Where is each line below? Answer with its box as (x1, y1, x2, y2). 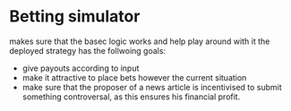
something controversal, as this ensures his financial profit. (21, 91, 241, 102)
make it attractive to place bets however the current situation (21, 72, 247, 82)
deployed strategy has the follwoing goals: (9, 45, 167, 55)
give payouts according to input (21, 63, 140, 73)
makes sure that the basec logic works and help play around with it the (9, 36, 270, 47)
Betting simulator (9, 6, 141, 27)
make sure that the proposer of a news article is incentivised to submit (21, 81, 282, 92)
